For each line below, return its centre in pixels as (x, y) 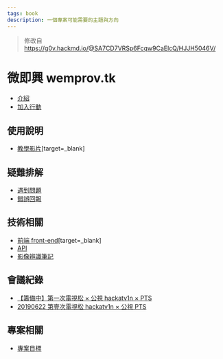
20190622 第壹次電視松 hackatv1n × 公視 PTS (82, 306)
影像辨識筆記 (35, 256)
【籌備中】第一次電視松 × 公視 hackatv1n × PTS (84, 298)
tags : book (23, 13)
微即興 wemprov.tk (61, 78)
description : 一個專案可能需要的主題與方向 (63, 20)
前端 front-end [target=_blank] (59, 240)
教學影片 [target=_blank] (51, 149)
